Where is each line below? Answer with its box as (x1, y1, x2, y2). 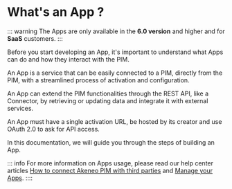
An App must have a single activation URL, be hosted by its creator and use (7, 117, 222, 125)
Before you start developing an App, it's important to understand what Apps (7, 48, 224, 56)
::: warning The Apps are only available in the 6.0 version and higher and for (7, 27, 225, 35)
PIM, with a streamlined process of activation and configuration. (7, 75, 190, 84)
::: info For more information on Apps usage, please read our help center (7, 159, 213, 167)
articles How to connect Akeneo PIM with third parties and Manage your (7, 166, 213, 174)
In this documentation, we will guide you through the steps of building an (7, 138, 215, 146)
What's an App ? (7, 4, 105, 20)
